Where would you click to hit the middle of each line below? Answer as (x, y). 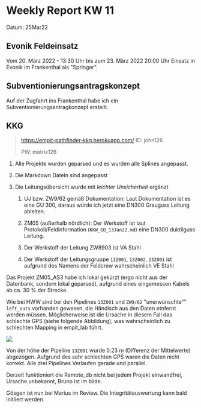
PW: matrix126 (39, 152)
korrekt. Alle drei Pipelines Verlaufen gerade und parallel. (76, 363)
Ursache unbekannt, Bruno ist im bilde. (54, 381)
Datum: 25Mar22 (27, 27)
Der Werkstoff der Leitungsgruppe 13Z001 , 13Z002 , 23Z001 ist (98, 259)
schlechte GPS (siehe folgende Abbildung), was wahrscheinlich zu (88, 321)
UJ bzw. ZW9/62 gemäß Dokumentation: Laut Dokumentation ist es (107, 199)
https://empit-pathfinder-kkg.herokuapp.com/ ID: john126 (92, 140)
